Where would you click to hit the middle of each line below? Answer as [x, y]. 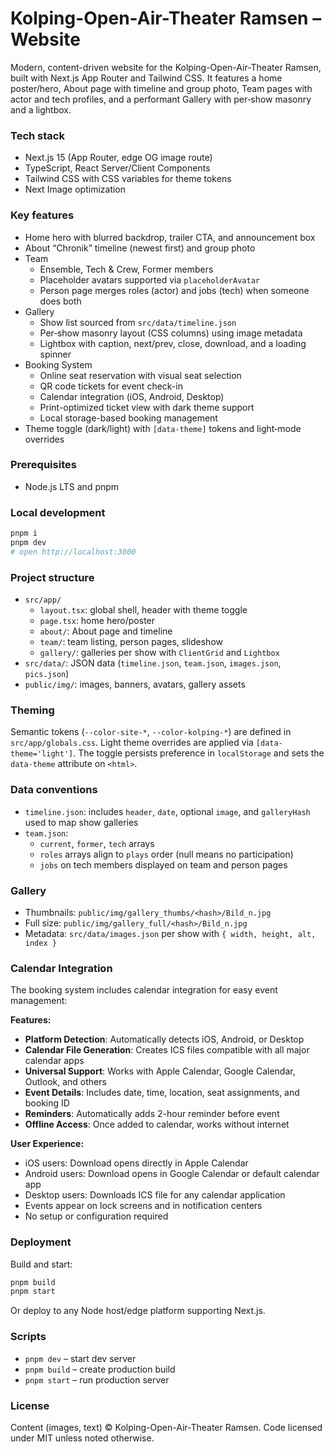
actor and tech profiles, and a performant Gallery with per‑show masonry [161, 99]
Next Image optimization [75, 189]
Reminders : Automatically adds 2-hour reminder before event [152, 1114]
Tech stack [37, 135]
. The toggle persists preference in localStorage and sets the [199, 753]
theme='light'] [42, 754]
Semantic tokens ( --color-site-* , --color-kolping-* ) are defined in [151, 732]
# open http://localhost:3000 [73, 552]
